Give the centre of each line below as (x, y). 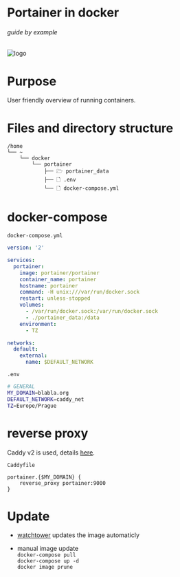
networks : (21, 343)
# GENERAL (21, 387)
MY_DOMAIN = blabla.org (38, 393)
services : (21, 260)
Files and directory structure (90, 128)
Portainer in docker (63, 13)
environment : (38, 324)
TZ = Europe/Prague (32, 406)
